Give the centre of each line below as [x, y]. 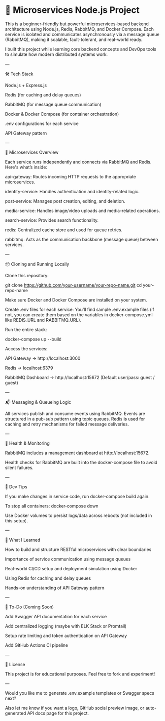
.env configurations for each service [42, 124]
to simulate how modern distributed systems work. [57, 54]
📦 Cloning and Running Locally [37, 264]
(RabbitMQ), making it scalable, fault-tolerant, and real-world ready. [74, 40]
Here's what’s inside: [26, 167]
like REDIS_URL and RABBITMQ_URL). [43, 320]
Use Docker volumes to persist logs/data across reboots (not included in [79, 515]
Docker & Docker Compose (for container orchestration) [62, 114]
